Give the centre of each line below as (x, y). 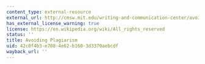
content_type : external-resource (49, 12)
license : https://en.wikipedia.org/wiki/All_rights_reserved (86, 29)
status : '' (20, 35)
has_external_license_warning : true (53, 23)
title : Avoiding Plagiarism (42, 40)
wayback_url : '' (27, 52)
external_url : (24, 18)
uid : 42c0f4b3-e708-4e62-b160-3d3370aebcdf (63, 46)
